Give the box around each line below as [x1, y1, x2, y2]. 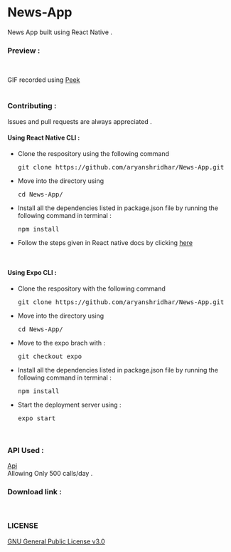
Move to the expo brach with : [17, 338, 105, 347]
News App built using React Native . [7, 28, 112, 36]
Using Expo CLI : [7, 269, 57, 277]
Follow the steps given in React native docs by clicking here [17, 238, 193, 246]
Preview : [7, 46, 41, 56]
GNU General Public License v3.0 [7, 537, 105, 546]
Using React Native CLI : [7, 133, 80, 142]
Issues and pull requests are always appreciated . [7, 117, 153, 125]
